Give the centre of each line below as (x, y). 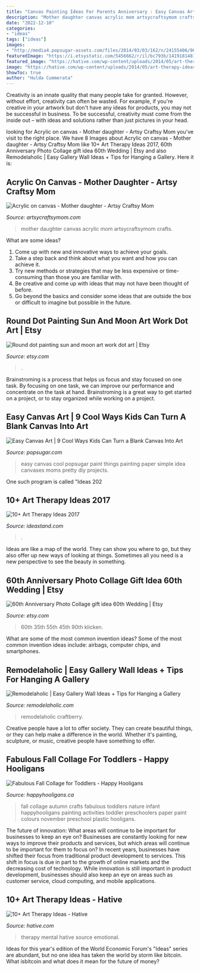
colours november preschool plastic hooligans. (78, 819)
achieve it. (27, 264)
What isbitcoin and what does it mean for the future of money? (83, 961)
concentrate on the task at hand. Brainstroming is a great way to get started (99, 392)
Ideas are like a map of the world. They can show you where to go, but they (99, 549)
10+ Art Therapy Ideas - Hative (64, 900)
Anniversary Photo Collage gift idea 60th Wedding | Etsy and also (86, 151)
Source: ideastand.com (35, 526)
